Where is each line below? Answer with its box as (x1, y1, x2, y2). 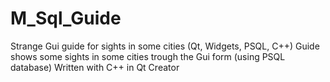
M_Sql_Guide (10, 7, 122, 30)
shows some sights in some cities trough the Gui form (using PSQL (10, 50, 286, 62)
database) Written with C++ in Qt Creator (10, 61, 180, 73)
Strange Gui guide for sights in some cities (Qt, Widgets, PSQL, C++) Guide (10, 40, 320, 52)
